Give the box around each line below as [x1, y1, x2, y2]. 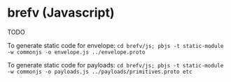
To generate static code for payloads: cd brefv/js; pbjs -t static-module [7, 60, 224, 69]
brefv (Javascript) [7, 5, 115, 21]
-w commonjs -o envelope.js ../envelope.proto [7, 49, 146, 56]
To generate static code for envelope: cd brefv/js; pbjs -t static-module [7, 41, 224, 49]
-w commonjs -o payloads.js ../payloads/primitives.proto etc [7, 68, 192, 75]
